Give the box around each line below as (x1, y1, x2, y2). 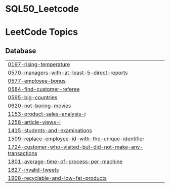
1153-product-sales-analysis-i (8, 110, 86, 117)
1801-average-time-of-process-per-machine (8, 158, 123, 165)
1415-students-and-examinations (8, 127, 92, 134)
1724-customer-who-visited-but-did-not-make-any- (8, 143, 143, 150)
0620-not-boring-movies (8, 102, 71, 109)
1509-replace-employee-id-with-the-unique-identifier (8, 135, 145, 142)
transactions (8, 150, 37, 157)
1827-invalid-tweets (8, 166, 59, 173)
